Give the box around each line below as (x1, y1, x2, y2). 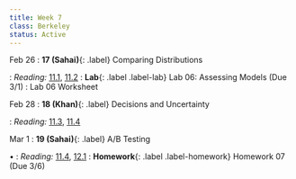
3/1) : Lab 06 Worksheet (9, 82, 99, 93)
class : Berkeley (9, 22, 70, 31)
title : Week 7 (9, 13, 63, 22)
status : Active (9, 30, 67, 39)
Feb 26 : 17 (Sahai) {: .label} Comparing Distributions (9, 55, 203, 66)
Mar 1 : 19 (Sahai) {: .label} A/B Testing (9, 134, 151, 145)
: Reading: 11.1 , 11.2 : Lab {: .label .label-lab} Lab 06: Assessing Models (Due (9, 72, 288, 83)
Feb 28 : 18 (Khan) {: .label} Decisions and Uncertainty (9, 99, 210, 110)
